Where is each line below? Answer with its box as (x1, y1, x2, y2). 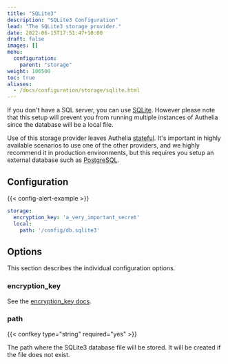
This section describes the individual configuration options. (7, 264, 176, 272)
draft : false (7, 36, 45, 43)
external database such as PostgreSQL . (7, 156, 119, 164)
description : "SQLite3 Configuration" (7, 17, 118, 23)
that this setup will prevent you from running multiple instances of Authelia (7, 113, 218, 121)
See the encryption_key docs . (7, 297, 92, 305)
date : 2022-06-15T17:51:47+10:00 (7, 29, 103, 37)
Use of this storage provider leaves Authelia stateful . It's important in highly (7, 134, 222, 142)
